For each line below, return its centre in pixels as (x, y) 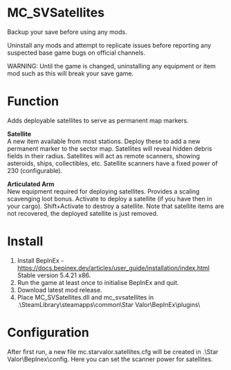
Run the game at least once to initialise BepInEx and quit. (98, 282)
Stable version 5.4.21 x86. (54, 275)
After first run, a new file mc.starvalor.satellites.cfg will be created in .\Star (113, 351)
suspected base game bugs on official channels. (76, 53)
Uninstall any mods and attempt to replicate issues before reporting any (109, 45)
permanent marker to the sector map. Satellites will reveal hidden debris (110, 148)
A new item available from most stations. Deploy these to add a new (104, 141)
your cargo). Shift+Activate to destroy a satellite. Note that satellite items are (116, 206)
